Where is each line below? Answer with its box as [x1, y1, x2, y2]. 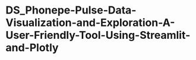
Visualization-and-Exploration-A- [5, 16, 175, 29]
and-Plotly [5, 41, 59, 55]
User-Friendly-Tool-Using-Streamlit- [5, 29, 191, 42]
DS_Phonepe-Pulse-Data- [5, 4, 137, 17]
